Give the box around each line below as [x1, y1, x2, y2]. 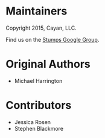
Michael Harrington [14, 77, 63, 84]
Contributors [5, 99, 72, 113]
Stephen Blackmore [14, 125, 64, 132]
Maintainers [5, 4, 68, 18]
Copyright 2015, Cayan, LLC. [5, 24, 77, 31]
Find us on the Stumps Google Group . [5, 36, 100, 43]
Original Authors [5, 57, 91, 71]
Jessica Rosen [14, 118, 51, 125]
